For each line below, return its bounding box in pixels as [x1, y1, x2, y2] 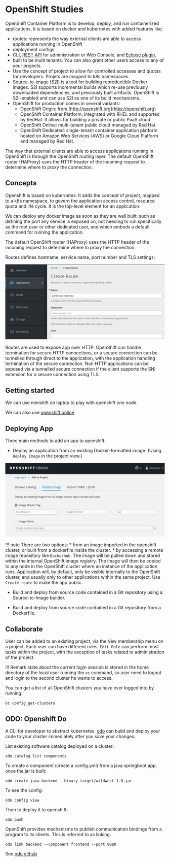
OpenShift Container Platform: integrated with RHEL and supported [20, 111, 160, 117]
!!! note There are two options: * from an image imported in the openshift [5, 542, 157, 548]
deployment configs [12, 46, 55, 52]
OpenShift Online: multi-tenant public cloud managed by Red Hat [20, 122, 156, 128]
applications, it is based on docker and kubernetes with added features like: [5, 25, 163, 31]
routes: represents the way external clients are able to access [12, 36, 141, 42]
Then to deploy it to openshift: [5, 807, 68, 813]
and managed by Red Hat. [20, 138, 75, 144]
